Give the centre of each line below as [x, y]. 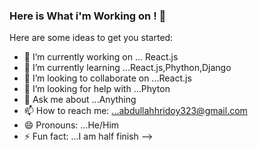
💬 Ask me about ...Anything [80, 100]
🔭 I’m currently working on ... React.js [101, 57]
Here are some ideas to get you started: [91, 38]
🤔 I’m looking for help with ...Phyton [97, 89]
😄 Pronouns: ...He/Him [71, 125]
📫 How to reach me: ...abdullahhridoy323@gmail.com [135, 111]
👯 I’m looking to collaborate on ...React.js [107, 78]
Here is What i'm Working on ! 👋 [88, 16]
